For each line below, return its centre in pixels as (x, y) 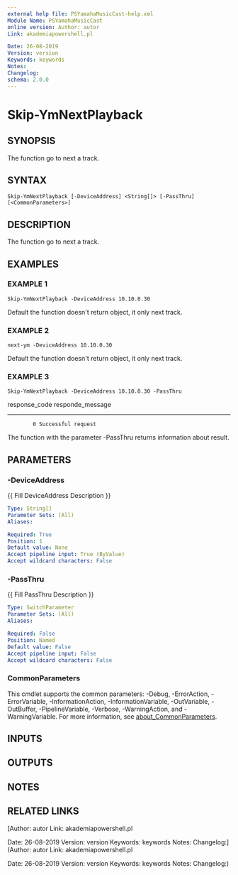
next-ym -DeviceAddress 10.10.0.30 (60, 345)
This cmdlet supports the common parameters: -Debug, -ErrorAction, (109, 694)
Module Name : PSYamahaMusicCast (55, 21)
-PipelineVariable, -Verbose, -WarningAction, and (110, 709)
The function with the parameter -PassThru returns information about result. (118, 437)
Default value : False (39, 647)
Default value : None (38, 548)
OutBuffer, (22, 709)
